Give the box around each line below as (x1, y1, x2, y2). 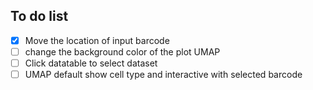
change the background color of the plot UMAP (24, 45, 221, 58)
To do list (10, 8, 69, 25)
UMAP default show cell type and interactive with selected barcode (24, 69, 303, 80)
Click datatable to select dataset (24, 57, 158, 69)
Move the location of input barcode (24, 34, 170, 46)
